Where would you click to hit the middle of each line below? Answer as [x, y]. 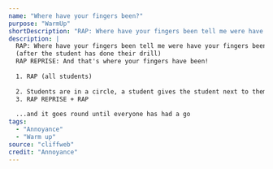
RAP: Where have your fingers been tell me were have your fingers [132, 46]
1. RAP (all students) [54, 76]
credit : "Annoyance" [43, 152]
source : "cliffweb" [41, 144]
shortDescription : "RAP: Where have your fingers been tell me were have [136, 31]
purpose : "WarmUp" [39, 24]
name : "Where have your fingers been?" [76, 16]
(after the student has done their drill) [89, 54]
